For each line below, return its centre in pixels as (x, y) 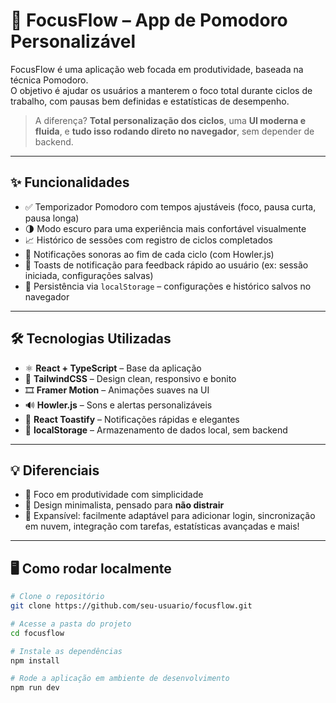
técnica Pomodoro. (49, 80)
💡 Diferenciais (55, 470)
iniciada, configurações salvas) (89, 275)
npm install (35, 660)
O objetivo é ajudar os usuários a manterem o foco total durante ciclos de (161, 90)
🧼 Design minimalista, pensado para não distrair (124, 505)
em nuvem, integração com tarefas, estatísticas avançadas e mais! (162, 526)
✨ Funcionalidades (70, 182)
